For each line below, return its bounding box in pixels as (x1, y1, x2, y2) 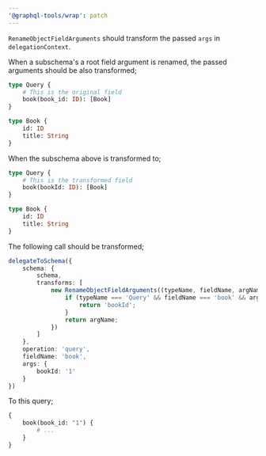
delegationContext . (8, 41, 71, 51)
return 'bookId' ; (78, 301, 136, 309)
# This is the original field (22, 88, 123, 96)
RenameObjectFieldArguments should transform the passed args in (8, 33, 220, 43)
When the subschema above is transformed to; (8, 154, 161, 163)
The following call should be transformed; (8, 241, 145, 251)
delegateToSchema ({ (8, 256, 73, 265)
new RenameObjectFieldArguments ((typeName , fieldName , (50, 287, 236, 294)
